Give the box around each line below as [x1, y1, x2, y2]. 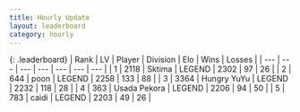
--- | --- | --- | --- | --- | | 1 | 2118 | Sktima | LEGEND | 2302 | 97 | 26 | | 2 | [19, 64, 292, 74]
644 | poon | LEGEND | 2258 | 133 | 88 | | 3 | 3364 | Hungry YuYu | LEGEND [9, 73, 289, 84]
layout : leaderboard [9, 22, 87, 30]
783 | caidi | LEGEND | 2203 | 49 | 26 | [9, 92, 152, 103]
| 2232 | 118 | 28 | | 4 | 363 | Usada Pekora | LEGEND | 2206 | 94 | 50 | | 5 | [9, 82, 285, 94]
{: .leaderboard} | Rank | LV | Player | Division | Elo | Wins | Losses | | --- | [9, 55, 280, 65]
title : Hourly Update [9, 13, 90, 22]
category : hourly [9, 30, 74, 39]
